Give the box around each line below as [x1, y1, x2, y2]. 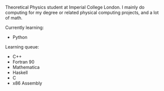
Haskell [12, 69, 28, 75]
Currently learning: [5, 24, 44, 30]
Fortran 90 [12, 59, 35, 64]
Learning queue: [5, 44, 39, 49]
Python [12, 34, 28, 40]
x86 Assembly [12, 80, 43, 86]
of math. [5, 15, 23, 20]
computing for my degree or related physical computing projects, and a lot [5, 9, 159, 15]
